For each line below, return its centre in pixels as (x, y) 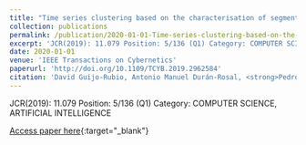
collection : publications (58, 26)
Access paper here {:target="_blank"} (79, 130)
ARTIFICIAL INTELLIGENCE (61, 113)
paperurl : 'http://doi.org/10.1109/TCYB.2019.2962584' (116, 69)
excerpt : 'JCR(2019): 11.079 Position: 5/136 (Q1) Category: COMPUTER (146, 43)
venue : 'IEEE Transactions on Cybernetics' (93, 60)
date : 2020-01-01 (42, 52)
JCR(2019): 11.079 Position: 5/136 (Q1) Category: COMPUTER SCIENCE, (143, 103)
